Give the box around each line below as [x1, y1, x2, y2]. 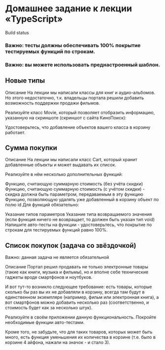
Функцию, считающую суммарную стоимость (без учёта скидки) [5, 181, 143, 187]
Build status [5, 29, 29, 35]
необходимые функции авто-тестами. [5, 320, 85, 325]
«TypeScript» [5, 13, 63, 25]
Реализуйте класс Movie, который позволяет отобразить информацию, [5, 109, 155, 116]
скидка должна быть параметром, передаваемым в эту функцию [5, 191, 144, 197]
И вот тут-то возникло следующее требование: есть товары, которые [5, 284, 152, 290]
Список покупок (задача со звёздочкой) [5, 241, 136, 250]
